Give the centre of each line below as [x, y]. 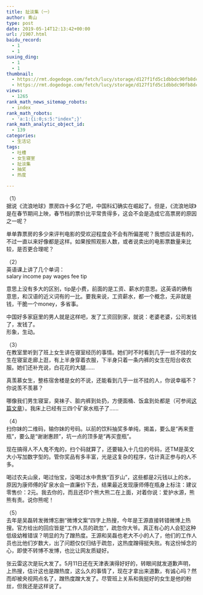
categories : [21, 136]
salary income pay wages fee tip [47, 276]
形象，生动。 [22, 332]
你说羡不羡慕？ [25, 388]
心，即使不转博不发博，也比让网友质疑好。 [59, 551]
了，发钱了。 [22, 324]
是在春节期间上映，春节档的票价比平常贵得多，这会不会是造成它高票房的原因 [101, 213]
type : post [20, 23]
